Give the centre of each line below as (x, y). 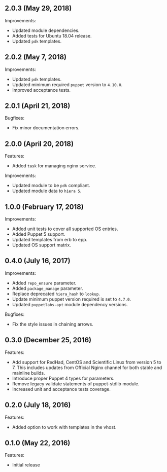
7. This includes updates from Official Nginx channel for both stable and (87, 368)
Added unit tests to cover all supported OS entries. (65, 229)
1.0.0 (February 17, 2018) (44, 207)
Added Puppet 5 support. (39, 234)
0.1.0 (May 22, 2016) (38, 443)
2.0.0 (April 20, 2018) (39, 144)
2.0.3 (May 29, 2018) (38, 8)
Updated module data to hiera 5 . (47, 191)
